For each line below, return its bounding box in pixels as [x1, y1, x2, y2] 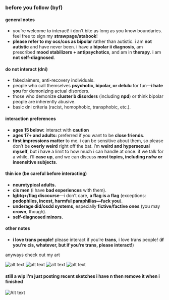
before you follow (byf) [5, 4, 63, 11]
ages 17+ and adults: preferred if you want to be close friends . [12, 132, 145, 138]
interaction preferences [5, 115, 57, 122]
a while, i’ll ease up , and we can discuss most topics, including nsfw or [12, 153, 163, 160]
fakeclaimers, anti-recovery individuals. [12, 77, 95, 83]
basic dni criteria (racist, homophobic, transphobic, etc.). [12, 104, 131, 110]
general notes [5, 17, 35, 23]
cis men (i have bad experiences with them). [12, 187, 107, 193]
